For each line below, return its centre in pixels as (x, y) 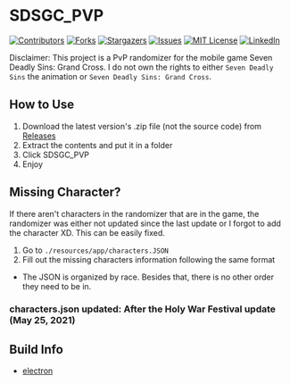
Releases (39, 136)
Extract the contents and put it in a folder (97, 145)
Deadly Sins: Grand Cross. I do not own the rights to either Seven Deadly (141, 67)
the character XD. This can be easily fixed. (87, 232)
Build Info (37, 349)
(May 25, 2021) (42, 321)
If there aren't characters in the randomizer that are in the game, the (134, 213)
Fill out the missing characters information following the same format (149, 259)
